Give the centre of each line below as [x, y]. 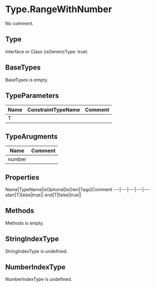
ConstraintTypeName [53, 110]
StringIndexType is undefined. [36, 251]
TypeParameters [32, 96]
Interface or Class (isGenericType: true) [46, 51]
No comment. [20, 23]
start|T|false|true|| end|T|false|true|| [44, 195]
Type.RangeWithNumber [59, 9]
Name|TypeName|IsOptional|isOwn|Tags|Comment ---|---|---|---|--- [78, 189]
